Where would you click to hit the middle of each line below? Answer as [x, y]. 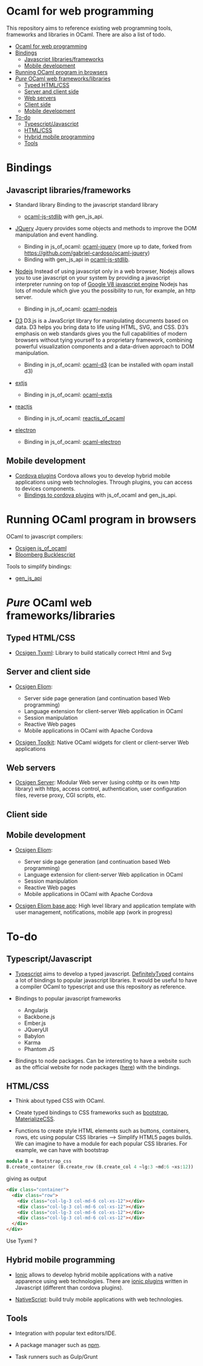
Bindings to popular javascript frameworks [68, 998]
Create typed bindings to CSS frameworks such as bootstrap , [92, 1112]
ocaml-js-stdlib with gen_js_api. [64, 216]
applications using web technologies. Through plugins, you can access [104, 482]
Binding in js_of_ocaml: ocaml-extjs [68, 395]
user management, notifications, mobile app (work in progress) [94, 912]
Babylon [34, 1036]
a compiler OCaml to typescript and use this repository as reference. [101, 987]
